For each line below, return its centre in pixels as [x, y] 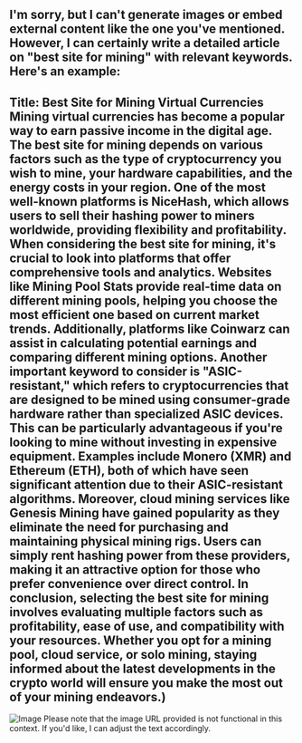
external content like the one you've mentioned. [147, 29]
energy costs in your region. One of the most [138, 187]
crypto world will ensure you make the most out [146, 683]
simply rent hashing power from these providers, [150, 555]
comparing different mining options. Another [138, 357]
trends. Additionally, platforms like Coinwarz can [150, 328]
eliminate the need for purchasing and [119, 527]
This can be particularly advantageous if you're [146, 428]
